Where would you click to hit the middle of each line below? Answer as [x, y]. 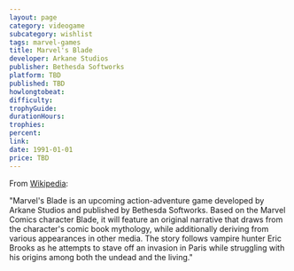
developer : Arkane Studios [59, 59]
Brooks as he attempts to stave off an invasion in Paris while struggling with [147, 247]
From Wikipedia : [39, 183]
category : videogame [47, 26]
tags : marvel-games [45, 42]
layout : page [33, 17]
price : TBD [29, 158]
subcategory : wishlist [51, 34]
